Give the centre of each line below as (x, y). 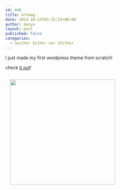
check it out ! (18, 67)
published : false (24, 34)
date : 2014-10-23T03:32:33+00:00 (41, 19)
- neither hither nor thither (42, 43)
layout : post (19, 29)
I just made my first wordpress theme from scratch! (59, 58)
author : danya (20, 24)
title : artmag (20, 15)
